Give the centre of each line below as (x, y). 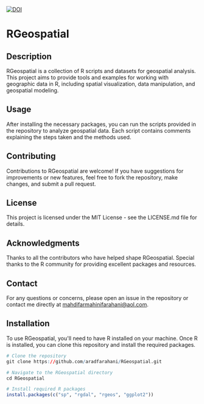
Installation (28, 323)
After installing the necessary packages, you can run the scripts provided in (101, 124)
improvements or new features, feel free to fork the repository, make (92, 177)
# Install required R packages (46, 389)
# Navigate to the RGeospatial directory (60, 372)
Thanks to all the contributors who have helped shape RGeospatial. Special (100, 258)
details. (16, 224)
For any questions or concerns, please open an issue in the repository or (97, 298)
